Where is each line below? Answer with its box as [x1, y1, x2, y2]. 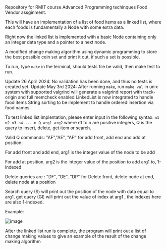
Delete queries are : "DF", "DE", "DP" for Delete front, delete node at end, [5, 174, 155, 180]
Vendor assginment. [5, 9, 46, 15]
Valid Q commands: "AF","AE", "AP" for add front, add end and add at [5, 135, 146, 140]
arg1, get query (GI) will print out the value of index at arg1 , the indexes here [5, 194, 161, 199]
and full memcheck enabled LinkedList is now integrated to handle [18, 94, 154, 100]
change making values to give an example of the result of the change [5, 233, 147, 239]
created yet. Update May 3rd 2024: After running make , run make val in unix [5, 84, 158, 90]
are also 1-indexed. [5, 199, 44, 205]
